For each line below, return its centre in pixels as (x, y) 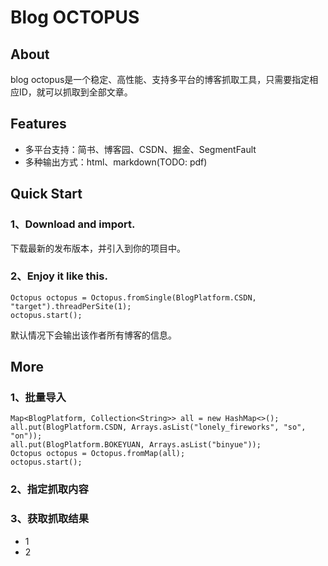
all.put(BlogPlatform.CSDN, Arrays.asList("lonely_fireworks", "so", (158, 427)
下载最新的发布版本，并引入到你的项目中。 (98, 248)
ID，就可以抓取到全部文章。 (75, 92)
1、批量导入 (38, 398)
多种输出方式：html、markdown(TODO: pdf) (116, 162)
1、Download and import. (73, 224)
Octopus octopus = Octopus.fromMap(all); (98, 454)
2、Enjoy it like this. (59, 276)
